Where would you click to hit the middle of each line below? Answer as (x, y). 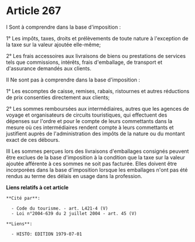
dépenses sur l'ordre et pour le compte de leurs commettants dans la (89, 121)
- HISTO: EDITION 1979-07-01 (47, 234)
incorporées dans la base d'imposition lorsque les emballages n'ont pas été (97, 170)
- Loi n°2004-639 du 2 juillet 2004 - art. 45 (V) (74, 213)
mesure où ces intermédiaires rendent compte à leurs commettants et (90, 127)
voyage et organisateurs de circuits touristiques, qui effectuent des (87, 115)
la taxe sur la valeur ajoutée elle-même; (53, 45)
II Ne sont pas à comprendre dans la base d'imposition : (73, 80)
